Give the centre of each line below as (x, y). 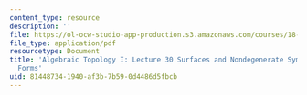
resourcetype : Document (55, 52)
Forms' (30, 69)
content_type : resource (55, 18)
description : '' (40, 26)
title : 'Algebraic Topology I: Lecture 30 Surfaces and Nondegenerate (147, 60)
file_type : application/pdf (63, 43)
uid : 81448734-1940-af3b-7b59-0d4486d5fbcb (94, 77)
